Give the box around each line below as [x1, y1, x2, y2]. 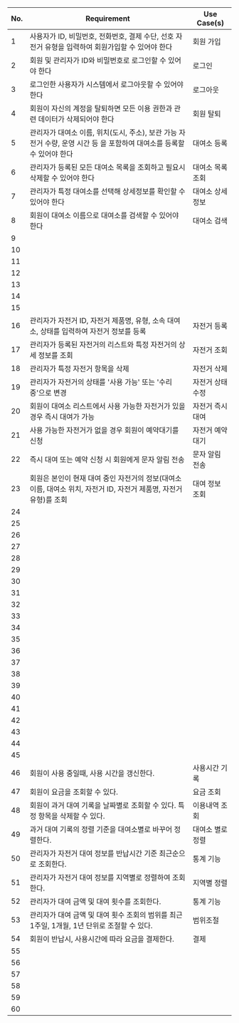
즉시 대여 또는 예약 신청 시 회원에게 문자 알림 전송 [29, 455, 185, 464]
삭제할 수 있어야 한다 [29, 173, 95, 183]
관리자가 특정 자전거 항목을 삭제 [29, 364, 129, 374]
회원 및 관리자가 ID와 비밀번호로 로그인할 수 [29, 56, 166, 65]
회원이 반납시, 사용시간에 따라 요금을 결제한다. [29, 934, 174, 944]
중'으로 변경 [29, 388, 68, 398]
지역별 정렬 [192, 878, 228, 888]
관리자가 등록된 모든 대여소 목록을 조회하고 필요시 [29, 163, 186, 172]
